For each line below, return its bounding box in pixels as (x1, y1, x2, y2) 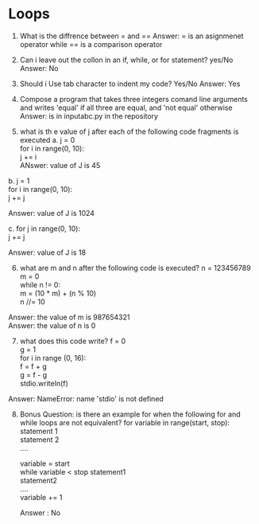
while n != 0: (19, 280, 61, 289)
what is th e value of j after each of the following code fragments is (19, 127, 239, 136)
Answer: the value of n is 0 (8, 320, 96, 330)
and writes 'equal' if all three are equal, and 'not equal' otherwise (19, 103, 233, 112)
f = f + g (19, 362, 48, 371)
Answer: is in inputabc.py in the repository (19, 111, 159, 120)
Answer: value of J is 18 (8, 248, 86, 257)
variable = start (19, 459, 70, 468)
